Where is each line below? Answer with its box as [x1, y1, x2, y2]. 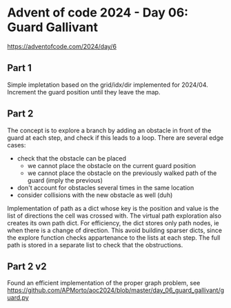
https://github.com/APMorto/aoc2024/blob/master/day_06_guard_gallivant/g [7, 286, 225, 294]
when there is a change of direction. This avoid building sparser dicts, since [7, 226, 223, 234]
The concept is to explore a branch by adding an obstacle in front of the [7, 126, 212, 134]
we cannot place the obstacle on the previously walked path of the [27, 169, 217, 177]
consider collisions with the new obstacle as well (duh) [17, 191, 173, 199]
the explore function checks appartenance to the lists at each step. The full [7, 233, 221, 242]
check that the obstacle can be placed [17, 154, 126, 163]
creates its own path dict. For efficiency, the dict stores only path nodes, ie [7, 218, 219, 227]
